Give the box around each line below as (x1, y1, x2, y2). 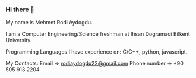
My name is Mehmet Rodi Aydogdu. (5, 19, 93, 26)
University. (5, 37, 32, 44)
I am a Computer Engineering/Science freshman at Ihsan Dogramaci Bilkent (5, 30, 191, 38)
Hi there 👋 (5, 5, 35, 14)
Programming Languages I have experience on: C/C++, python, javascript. (5, 48, 188, 55)
